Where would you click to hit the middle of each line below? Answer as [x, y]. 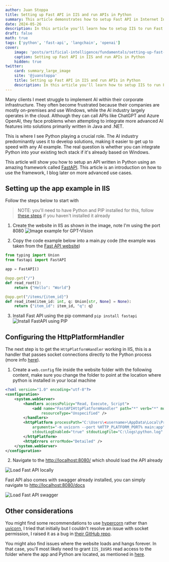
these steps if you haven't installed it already [64, 216]
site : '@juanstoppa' [36, 76]
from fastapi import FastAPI [36, 260]
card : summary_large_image [43, 71]
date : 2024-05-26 [23, 24]
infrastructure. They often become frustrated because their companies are [82, 105]
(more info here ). [23, 360]
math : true [17, 38]
